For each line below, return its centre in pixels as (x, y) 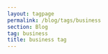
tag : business (28, 33)
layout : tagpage (31, 14)
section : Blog (28, 27)
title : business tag (37, 40)
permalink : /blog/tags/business (54, 20)
